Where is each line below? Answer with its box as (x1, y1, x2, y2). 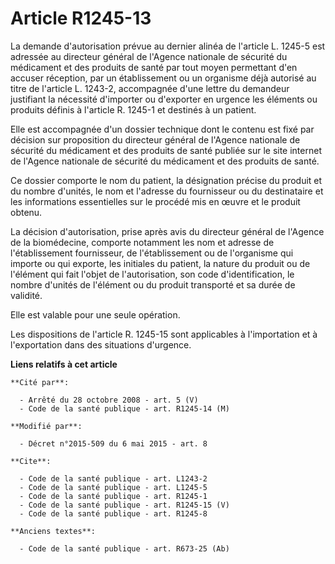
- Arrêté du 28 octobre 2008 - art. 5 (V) (19, 395, 199, 405)
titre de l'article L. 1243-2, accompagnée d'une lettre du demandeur (10, 82, 290, 94)
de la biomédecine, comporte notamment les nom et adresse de (10, 236, 275, 248)
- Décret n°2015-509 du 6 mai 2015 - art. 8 (19, 438, 208, 449)
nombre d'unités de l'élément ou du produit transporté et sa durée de (10, 278, 296, 291)
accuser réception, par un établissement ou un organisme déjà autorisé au (10, 72, 317, 84)
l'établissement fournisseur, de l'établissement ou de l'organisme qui (10, 247, 294, 259)
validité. (10, 289, 43, 301)
